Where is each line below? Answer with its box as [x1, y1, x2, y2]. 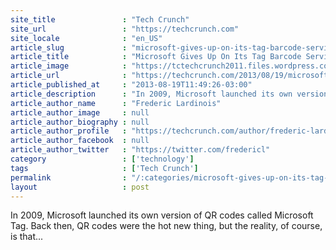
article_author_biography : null [10, 117, 150, 127]
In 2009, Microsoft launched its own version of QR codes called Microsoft [10, 209, 314, 221]
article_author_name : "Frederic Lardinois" [10, 98, 222, 108]
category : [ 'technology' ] [10, 154, 195, 164]
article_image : [10, 61, 128, 71]
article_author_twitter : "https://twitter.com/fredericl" [10, 145, 271, 155]
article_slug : [10, 42, 128, 53]
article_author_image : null [10, 107, 150, 118]
